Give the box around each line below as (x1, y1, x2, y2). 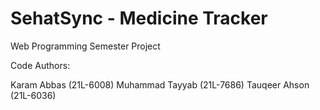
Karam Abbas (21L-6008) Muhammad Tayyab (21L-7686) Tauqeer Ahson (10, 78, 310, 91)
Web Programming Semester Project (10, 40, 161, 52)
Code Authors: (10, 59, 71, 71)
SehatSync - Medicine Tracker (10, 7, 268, 30)
